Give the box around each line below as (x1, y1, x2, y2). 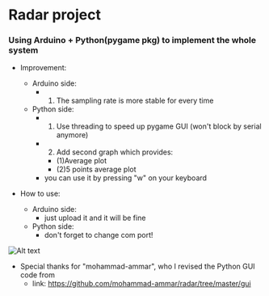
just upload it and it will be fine (44, 213, 146, 223)
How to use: (19, 188, 61, 199)
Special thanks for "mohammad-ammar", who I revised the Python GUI (19, 261, 256, 272)
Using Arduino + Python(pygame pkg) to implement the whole (8, 35, 257, 46)
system (8, 44, 39, 56)
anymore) (56, 130, 89, 140)
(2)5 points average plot (56, 164, 137, 175)
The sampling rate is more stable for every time (56, 95, 214, 106)
